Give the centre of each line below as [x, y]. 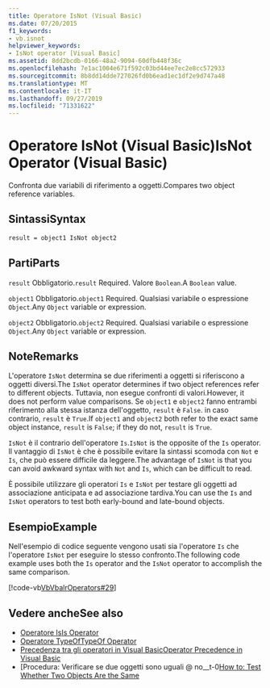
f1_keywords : [30, 31]
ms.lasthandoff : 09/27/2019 [56, 99]
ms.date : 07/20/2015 [43, 23]
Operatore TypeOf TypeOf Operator [78, 641]
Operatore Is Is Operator [59, 632]
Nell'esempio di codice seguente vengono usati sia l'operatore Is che [124, 547]
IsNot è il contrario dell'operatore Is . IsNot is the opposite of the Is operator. [135, 443]
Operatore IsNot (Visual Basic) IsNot [130, 146]
